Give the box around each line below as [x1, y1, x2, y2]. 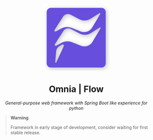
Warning [10, 115, 29, 121]
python [69, 105, 84, 111]
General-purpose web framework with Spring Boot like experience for [5, 100, 148, 106]
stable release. [10, 130, 41, 136]
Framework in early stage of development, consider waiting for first [10, 124, 148, 130]
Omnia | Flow [49, 84, 104, 95]
